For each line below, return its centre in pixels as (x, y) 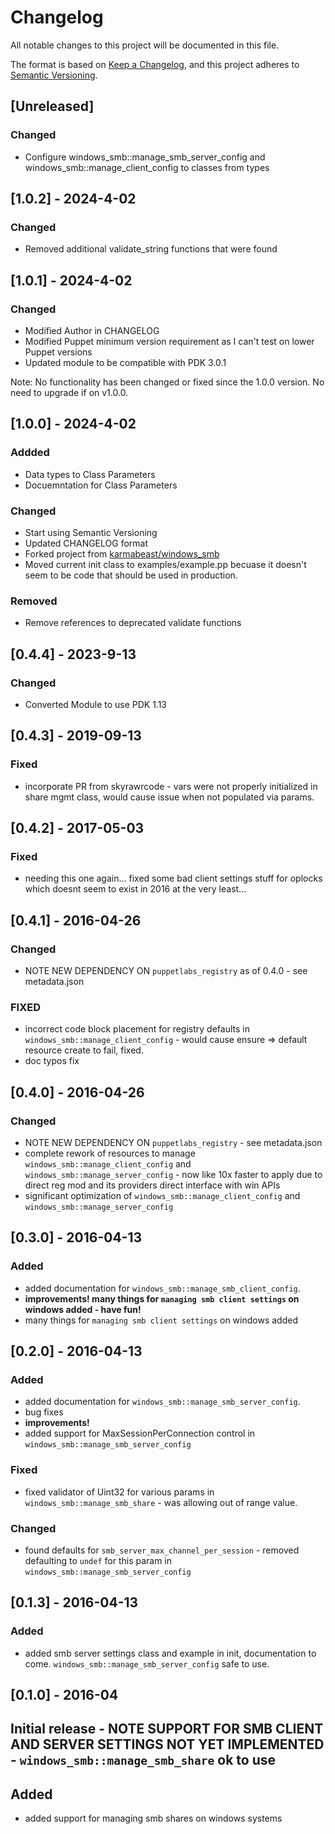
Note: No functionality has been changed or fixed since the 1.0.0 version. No (167, 382)
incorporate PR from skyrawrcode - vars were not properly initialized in (171, 786)
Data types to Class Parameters (90, 474)
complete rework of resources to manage (110, 1153)
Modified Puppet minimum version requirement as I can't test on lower (169, 341)
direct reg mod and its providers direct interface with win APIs (152, 1185)
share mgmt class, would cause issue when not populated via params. (169, 797)
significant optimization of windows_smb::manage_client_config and (162, 1196)
